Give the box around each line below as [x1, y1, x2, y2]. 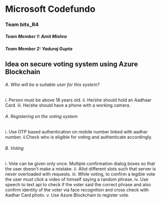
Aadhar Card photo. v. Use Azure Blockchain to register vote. [5, 192, 130, 198]
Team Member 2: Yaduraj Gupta [5, 46, 73, 52]
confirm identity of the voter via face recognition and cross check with [5, 187, 149, 193]
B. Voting [5, 145, 24, 151]
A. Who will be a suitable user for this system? [5, 81, 100, 87]
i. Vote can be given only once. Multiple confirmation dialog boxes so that [5, 161, 155, 166]
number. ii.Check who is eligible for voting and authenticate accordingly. [5, 134, 153, 140]
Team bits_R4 [5, 21, 39, 28]
